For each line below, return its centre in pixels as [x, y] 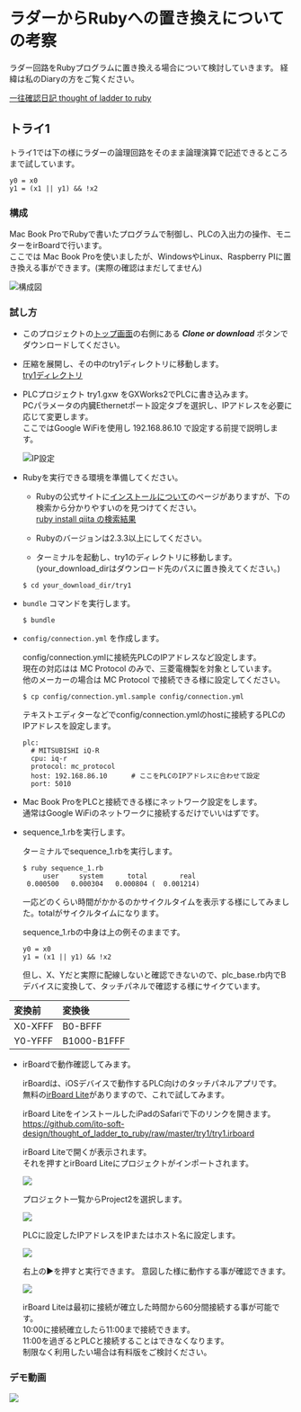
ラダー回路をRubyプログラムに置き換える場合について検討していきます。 [144, 67]
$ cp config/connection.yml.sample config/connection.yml [133, 697]
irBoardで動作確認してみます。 [79, 1064]
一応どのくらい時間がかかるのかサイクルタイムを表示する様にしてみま [152, 902]
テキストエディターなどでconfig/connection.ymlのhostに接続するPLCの [154, 715]
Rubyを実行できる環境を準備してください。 [102, 478]
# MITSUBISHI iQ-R [65, 751]
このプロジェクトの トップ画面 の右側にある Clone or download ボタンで [155, 334]
